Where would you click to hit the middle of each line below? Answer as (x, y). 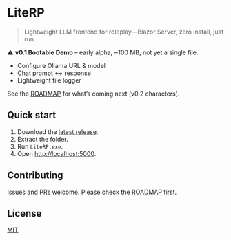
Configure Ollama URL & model (61, 65)
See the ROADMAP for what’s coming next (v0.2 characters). (93, 94)
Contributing (35, 176)
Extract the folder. (43, 139)
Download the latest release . (58, 131)
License (24, 214)
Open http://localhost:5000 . (57, 153)
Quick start (32, 115)
